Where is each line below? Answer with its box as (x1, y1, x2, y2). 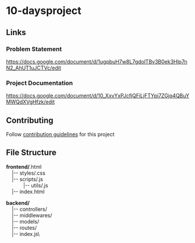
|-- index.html (11, 188, 45, 195)
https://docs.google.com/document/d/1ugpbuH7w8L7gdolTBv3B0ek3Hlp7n (6, 58, 187, 65)
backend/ (6, 199, 30, 206)
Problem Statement (6, 45, 62, 53)
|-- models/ (11, 218, 40, 225)
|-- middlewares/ (11, 211, 52, 218)
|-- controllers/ (11, 206, 48, 213)
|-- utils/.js (23, 182, 48, 189)
